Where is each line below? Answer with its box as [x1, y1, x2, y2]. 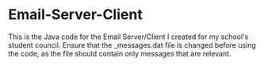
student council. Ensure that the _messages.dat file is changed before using [8, 40, 256, 49]
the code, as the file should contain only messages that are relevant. [8, 49, 231, 58]
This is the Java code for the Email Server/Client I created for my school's [8, 32, 249, 41]
